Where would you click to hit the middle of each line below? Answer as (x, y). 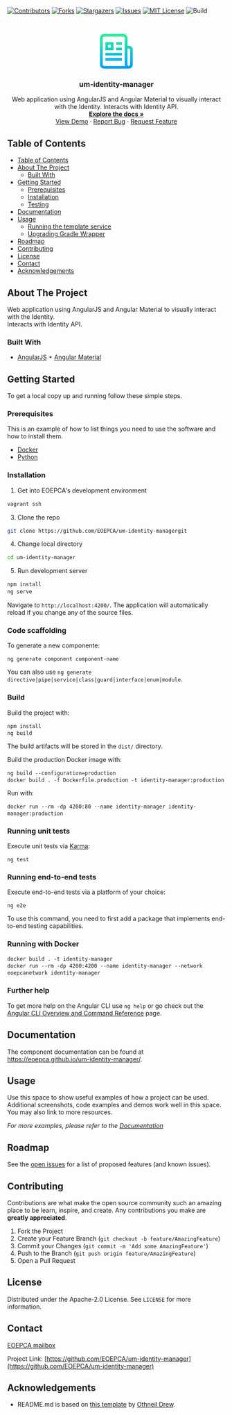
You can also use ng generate (50, 672)
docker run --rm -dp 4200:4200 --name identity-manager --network (105, 966)
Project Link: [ (27, 1359)
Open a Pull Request (46, 1261)
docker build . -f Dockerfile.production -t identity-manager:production (116, 780)
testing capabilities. (56, 926)
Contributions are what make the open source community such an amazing (114, 1203)
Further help (28, 991)
